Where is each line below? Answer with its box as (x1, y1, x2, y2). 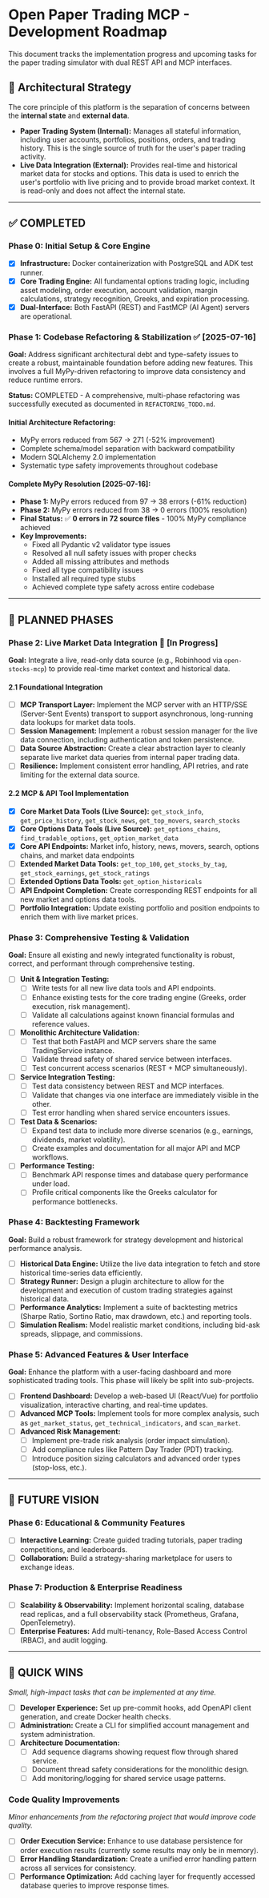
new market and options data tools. (19, 895, 137, 904)
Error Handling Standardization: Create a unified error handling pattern (19, 1854, 258, 1864)
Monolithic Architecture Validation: (19, 1027, 140, 1037)
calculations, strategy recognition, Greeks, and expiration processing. (19, 294, 250, 304)
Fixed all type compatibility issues (31, 565, 144, 575)
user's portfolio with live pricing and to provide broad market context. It (19, 177, 255, 187)
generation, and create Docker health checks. (19, 1711, 171, 1721)
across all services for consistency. (19, 1863, 137, 1872)
